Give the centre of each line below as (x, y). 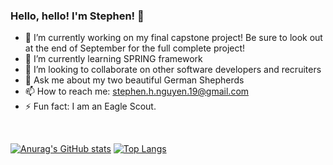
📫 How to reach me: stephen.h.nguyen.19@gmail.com (137, 91)
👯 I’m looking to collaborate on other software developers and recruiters (173, 70)
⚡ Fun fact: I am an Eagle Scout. (90, 106)
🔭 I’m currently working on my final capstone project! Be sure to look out (173, 38)
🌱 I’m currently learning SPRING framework (113, 59)
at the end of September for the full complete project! (135, 48)
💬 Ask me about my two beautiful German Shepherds (134, 80)
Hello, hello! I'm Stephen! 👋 (77, 16)
